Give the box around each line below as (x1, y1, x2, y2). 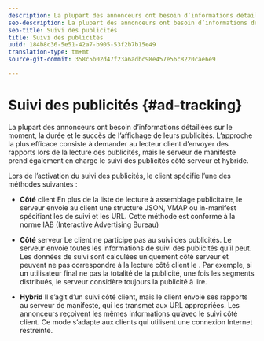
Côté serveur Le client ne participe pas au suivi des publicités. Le (19, 235, 232, 244)
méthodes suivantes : (8, 179, 78, 189)
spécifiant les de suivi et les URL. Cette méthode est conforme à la (19, 211, 236, 221)
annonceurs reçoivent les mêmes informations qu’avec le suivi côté (19, 309, 238, 318)
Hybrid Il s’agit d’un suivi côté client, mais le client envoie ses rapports (19, 292, 248, 302)
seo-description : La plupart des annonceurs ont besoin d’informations (8, 19, 247, 27)
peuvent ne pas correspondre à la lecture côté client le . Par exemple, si (19, 260, 253, 269)
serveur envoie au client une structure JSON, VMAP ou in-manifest (19, 202, 237, 213)
